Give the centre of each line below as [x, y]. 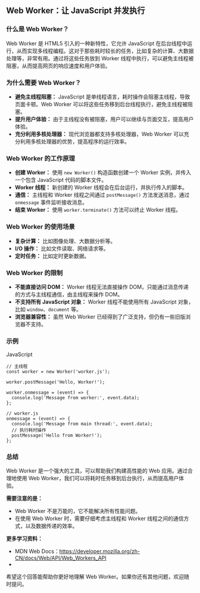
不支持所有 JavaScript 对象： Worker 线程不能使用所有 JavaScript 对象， [104, 302]
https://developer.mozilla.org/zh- [100, 551]
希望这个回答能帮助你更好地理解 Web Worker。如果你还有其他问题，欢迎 [95, 577]
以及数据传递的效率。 [51, 526]
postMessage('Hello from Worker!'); [57, 436]
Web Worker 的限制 [35, 273]
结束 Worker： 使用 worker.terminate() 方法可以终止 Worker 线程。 [98, 210]
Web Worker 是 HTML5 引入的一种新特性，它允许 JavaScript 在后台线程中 [97, 43]
